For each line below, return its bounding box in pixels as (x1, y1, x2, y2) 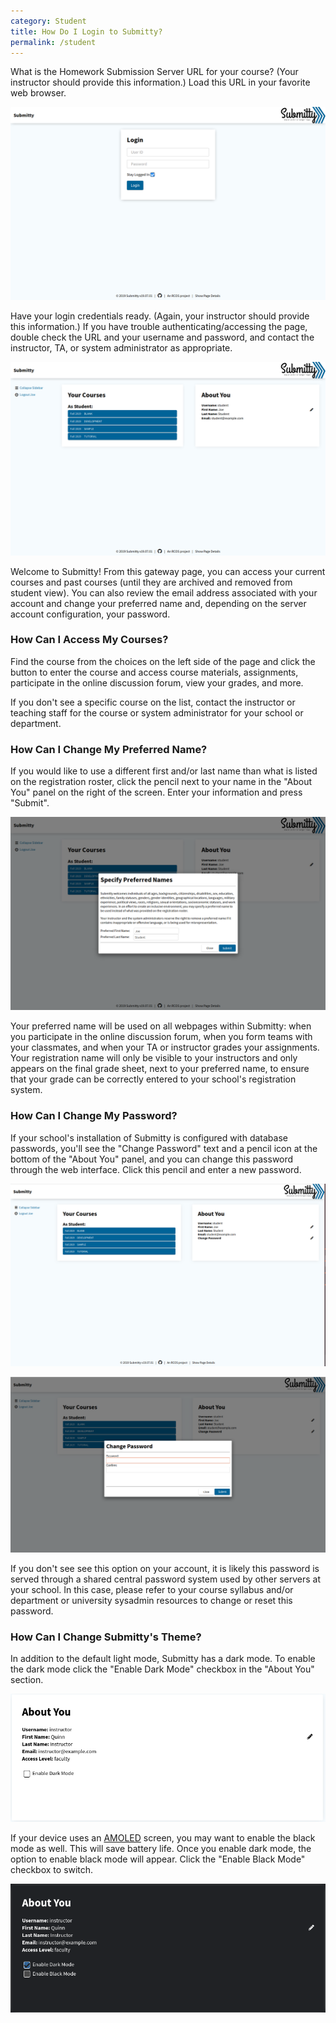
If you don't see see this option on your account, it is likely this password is (10, 1562, 320, 1574)
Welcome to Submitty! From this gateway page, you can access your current (10, 565, 326, 577)
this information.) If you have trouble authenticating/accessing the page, (10, 321, 308, 333)
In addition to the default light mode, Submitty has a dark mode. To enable (10, 1653, 316, 1665)
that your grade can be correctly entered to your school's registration (10, 1073, 297, 1085)
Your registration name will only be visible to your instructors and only (10, 1052, 298, 1064)
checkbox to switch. (10, 1864, 94, 1876)
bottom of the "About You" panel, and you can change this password (10, 1153, 294, 1165)
